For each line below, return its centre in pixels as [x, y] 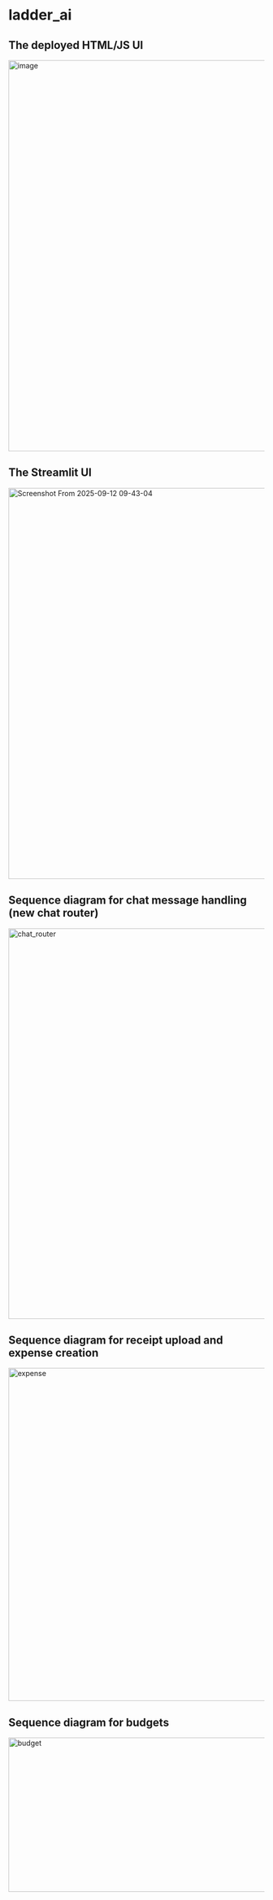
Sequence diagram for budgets [89, 1722]
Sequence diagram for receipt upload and [116, 1341]
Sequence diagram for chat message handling [128, 901]
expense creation [54, 1353]
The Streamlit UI [50, 473]
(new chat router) [54, 913]
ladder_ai [40, 15]
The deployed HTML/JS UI [76, 45]
